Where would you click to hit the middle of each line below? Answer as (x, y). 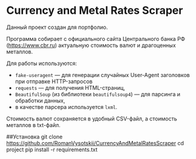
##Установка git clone (34, 137)
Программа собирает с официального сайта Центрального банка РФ (96, 39)
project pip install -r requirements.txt (52, 149)
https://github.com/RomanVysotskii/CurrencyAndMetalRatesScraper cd (95, 143)
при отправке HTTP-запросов (54, 81)
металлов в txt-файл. (33, 125)
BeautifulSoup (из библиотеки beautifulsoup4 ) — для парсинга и (97, 94)
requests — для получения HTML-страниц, (70, 87)
